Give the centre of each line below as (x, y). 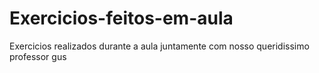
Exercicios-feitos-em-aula (121, 18)
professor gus (38, 56)
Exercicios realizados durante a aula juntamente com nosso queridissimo (159, 46)
